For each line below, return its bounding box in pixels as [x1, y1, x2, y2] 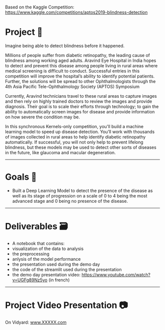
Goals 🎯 [5, 171, 37, 183]
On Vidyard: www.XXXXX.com [5, 319, 67, 325]
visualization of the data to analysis [12, 246, 84, 251]
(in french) [48, 277, 70, 283]
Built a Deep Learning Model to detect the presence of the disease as [12, 188, 153, 193]
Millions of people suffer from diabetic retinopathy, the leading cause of [5, 52, 150, 58]
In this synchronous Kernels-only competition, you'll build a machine [5, 123, 144, 129]
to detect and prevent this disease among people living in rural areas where [5, 62, 158, 68]
